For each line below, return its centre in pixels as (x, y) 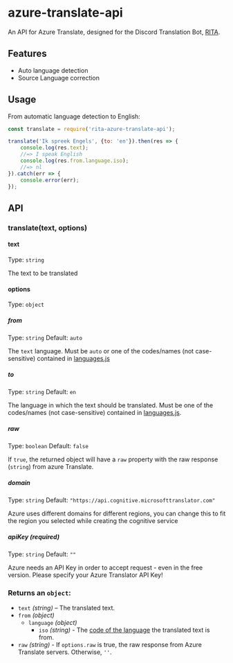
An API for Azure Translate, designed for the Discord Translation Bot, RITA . (114, 32)
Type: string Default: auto (45, 338)
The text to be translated (43, 273)
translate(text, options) (48, 228)
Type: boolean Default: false (48, 446)
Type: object (26, 304)
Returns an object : (39, 592)
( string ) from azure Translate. (51, 467)
